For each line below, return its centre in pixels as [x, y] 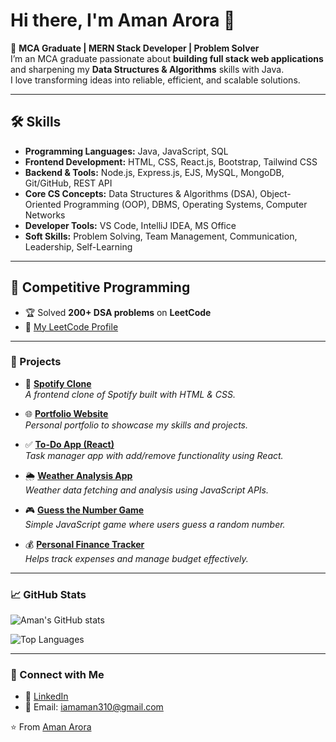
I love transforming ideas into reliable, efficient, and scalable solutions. [155, 80]
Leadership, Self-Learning [78, 246]
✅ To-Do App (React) [69, 444]
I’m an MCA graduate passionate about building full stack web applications [167, 58]
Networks [45, 215]
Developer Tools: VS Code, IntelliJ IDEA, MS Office [130, 225]
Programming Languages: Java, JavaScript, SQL [126, 151]
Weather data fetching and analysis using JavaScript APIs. [147, 490]
